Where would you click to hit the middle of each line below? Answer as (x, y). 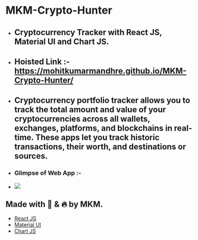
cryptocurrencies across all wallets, (82, 119)
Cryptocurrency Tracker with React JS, (88, 32)
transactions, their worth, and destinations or (100, 147)
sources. (31, 156)
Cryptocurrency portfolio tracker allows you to (102, 101)
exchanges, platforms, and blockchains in (93, 128)
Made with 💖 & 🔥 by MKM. (54, 205)
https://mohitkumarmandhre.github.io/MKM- (100, 71)
